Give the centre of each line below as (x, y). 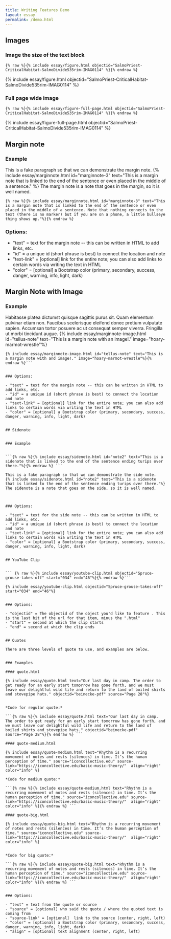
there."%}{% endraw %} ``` (34, 466)
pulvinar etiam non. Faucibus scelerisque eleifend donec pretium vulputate (84, 323)
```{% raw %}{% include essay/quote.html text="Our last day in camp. (82, 717)
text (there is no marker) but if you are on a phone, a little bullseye (86, 215)
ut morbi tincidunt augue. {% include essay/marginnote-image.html (76, 334)
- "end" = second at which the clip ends (50, 627)
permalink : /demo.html (29, 19)
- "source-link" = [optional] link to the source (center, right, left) (86, 918)
